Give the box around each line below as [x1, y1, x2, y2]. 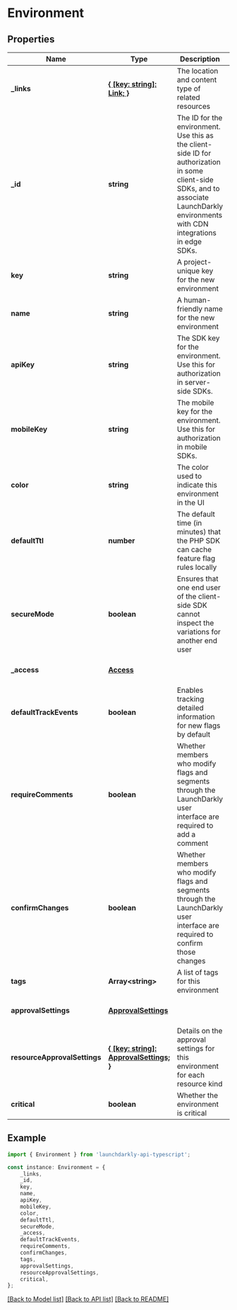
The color [176, 462, 209, 472]
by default [176, 730, 211, 739]
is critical [176, 1108, 207, 1117]
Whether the [176, 1091, 219, 1100]
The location [176, 66, 219, 76]
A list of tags [176, 967, 219, 977]
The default [176, 510, 215, 519]
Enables [176, 685, 204, 695]
